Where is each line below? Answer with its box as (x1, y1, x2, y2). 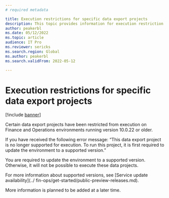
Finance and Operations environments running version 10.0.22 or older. (5, 127, 153, 133)
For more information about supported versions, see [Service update (5, 172, 148, 178)
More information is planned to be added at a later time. (5, 187, 121, 193)
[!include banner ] (5, 112, 41, 118)
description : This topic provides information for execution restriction (5, 21, 164, 26)
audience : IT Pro (5, 40, 42, 45)
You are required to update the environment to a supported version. (5, 157, 146, 163)
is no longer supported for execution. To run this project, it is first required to (5, 142, 164, 148)
